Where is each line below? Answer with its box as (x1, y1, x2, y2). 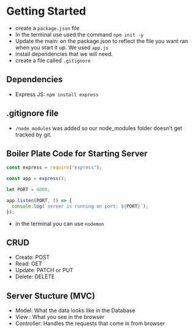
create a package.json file (15, 24, 80, 32)
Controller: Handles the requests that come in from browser (15, 320, 165, 327)
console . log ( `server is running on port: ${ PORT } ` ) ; (12, 203, 149, 209)
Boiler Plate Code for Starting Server (6, 148, 148, 159)
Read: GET (15, 260, 43, 267)
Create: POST (15, 254, 50, 261)
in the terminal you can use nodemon (15, 220, 104, 227)
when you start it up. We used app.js (15, 44, 109, 51)
